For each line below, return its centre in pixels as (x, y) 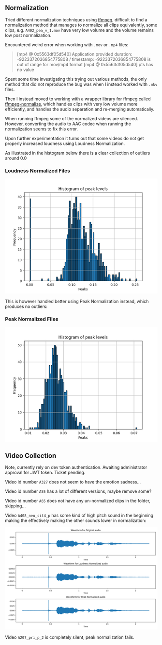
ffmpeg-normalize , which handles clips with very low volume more (71, 104)
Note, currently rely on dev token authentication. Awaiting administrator (76, 467)
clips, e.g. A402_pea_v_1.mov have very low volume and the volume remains (79, 30)
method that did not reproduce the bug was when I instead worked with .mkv (81, 84)
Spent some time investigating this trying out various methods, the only (76, 79)
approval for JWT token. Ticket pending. (45, 473)
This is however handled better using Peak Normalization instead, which (77, 302)
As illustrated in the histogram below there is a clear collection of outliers (78, 153)
